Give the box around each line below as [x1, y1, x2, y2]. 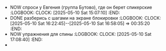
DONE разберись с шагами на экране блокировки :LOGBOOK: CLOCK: [10, 15, 161, 21]
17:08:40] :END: [10, 36, 43, 42]
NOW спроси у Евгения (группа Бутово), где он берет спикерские [10, 5, 152, 10]
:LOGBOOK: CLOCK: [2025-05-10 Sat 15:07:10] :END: [10, 10, 120, 16]
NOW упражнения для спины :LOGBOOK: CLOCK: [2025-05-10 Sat [10, 31, 152, 37]
